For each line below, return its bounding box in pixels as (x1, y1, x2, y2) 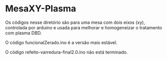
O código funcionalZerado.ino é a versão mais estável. (5, 39, 117, 45)
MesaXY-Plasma (5, 3, 76, 14)
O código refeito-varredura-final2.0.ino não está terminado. (5, 49, 128, 55)
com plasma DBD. (5, 30, 42, 36)
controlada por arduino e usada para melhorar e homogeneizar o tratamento (5, 24, 162, 30)
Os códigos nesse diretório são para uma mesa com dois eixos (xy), (5, 19, 145, 25)
